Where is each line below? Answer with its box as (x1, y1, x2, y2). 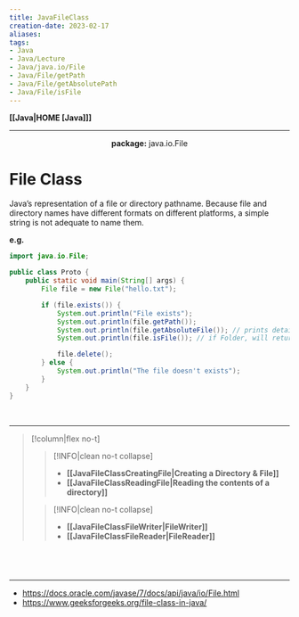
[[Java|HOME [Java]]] (9, 112, 92, 123)
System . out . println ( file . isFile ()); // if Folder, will (56, 333, 269, 343)
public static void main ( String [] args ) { (25, 276, 185, 285)
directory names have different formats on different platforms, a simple (9, 208, 270, 218)
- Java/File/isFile (9, 87, 82, 96)
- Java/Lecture (9, 54, 66, 63)
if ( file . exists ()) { (41, 300, 122, 309)
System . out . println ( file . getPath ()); (56, 317, 198, 326)
